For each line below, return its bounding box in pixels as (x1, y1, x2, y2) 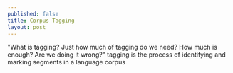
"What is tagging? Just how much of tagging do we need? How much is (7, 43, 217, 52)
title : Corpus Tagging (7, 17, 75, 24)
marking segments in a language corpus (7, 58, 126, 67)
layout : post (7, 23, 46, 30)
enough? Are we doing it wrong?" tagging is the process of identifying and (7, 50, 226, 59)
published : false (7, 10, 59, 18)
